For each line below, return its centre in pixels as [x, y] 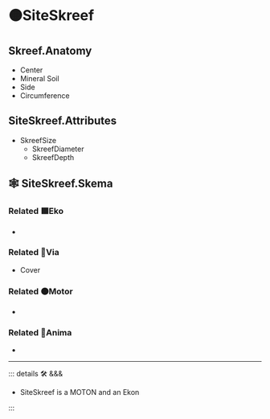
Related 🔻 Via [34, 253]
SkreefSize [38, 140]
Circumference [45, 96]
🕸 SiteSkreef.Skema [61, 184]
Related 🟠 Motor [41, 291]
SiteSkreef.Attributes [63, 121]
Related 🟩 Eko [36, 212]
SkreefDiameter [58, 149]
